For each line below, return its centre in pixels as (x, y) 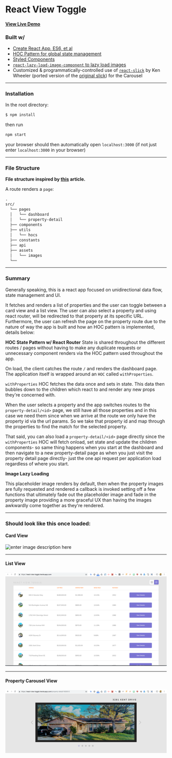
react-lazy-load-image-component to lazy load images (69, 65)
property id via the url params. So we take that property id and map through (85, 421)
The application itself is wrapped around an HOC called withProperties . (79, 374)
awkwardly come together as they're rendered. (55, 505)
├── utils (20, 230)
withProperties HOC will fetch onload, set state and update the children (81, 442)
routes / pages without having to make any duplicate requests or (73, 348)
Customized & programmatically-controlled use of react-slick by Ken (86, 70)
